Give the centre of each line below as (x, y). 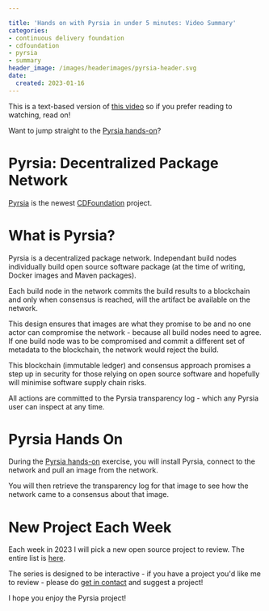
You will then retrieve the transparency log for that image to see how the (128, 486)
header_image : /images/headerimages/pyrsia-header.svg (103, 68)
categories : (28, 30)
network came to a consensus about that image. (89, 494)
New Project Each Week (90, 527)
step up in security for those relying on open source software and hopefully (134, 374)
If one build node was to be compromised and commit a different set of (127, 341)
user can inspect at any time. (57, 406)
